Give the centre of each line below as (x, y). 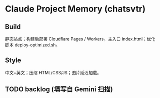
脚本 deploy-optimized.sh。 (33, 45)
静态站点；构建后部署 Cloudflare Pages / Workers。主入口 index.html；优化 (80, 39)
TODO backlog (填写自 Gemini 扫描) (59, 90)
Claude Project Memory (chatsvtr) (75, 9)
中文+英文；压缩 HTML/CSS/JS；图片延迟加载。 (53, 72)
